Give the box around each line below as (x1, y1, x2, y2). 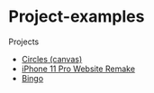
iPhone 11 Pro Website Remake (21, 63, 136, 74)
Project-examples (8, 6, 145, 27)
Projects (8, 36, 40, 47)
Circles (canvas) (21, 53, 83, 64)
